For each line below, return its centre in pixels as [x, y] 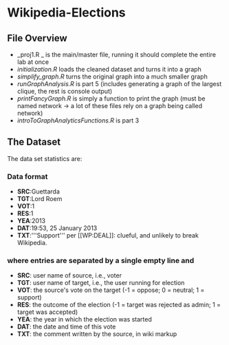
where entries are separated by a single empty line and [101, 261]
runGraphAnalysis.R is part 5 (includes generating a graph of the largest [119, 84]
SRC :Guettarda [38, 191]
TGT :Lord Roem [40, 199]
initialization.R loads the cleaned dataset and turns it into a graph [109, 69]
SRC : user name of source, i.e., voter [69, 275]
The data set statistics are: [45, 158]
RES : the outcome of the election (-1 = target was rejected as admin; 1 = [119, 305]
